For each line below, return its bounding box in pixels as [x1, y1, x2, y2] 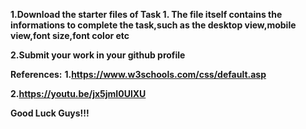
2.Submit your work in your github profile [10, 49, 186, 61]
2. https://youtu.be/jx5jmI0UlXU [10, 88, 147, 99]
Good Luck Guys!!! [10, 107, 90, 119]
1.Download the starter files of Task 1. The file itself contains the [10, 9, 283, 20]
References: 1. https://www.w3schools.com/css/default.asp [10, 69, 267, 80]
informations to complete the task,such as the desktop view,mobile [10, 19, 297, 31]
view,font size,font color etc [10, 30, 130, 41]
